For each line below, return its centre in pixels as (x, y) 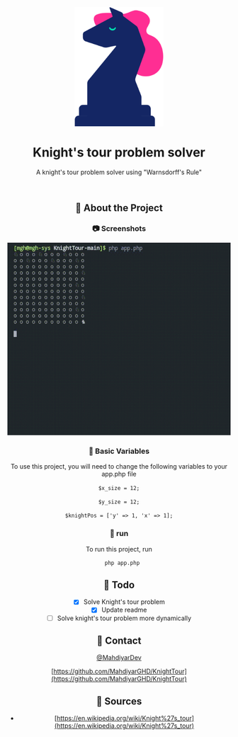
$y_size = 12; (119, 502)
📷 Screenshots (119, 228)
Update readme (124, 610)
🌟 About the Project (119, 208)
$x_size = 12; (119, 489)
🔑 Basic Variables (119, 451)
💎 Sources (119, 701)
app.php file (119, 474)
